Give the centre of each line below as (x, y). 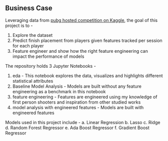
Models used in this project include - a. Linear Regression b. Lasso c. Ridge (83, 122)
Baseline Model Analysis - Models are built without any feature (77, 86)
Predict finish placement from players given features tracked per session (87, 40)
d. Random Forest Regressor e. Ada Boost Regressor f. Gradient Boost (77, 128)
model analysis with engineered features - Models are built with (78, 107)
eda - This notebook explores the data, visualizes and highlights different (88, 75)
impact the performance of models (48, 56)
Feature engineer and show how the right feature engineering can (80, 51)
